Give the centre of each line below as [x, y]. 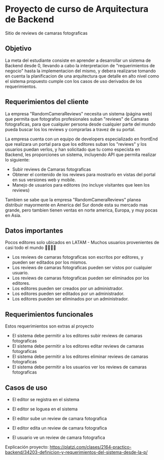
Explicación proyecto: [27, 447]
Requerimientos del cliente [47, 102]
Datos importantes [34, 230]
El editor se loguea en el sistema [45, 409]
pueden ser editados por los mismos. [49, 262]
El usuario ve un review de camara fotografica [59, 437]
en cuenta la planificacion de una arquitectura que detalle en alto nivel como [82, 76]
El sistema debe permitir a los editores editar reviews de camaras [78, 346]
